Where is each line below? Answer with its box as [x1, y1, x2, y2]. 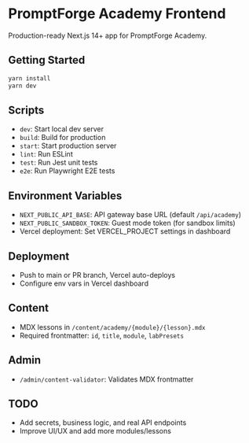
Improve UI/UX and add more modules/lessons [19, 426, 171, 436]
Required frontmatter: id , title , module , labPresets [19, 330, 185, 340]
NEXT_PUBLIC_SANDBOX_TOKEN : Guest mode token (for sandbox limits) [19, 218, 236, 228]
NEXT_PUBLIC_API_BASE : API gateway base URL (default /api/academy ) [19, 210, 242, 220]
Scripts [8, 103, 45, 116]
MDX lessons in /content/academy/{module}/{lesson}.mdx [19, 322, 206, 331]
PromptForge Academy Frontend [8, 5, 226, 23]
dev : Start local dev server [19, 124, 104, 134]
